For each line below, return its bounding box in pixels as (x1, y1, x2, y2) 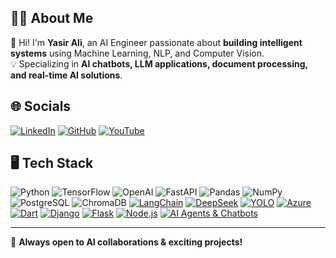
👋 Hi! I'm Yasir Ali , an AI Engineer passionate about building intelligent (10, 36, 303, 48)
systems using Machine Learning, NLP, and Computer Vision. (10, 47, 265, 59)
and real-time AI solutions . (10, 69, 123, 81)
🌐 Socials (10, 98, 72, 115)
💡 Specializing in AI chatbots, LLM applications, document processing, (10, 57, 308, 70)
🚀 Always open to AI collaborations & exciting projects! (10, 236, 243, 248)
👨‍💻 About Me (10, 10, 94, 27)
